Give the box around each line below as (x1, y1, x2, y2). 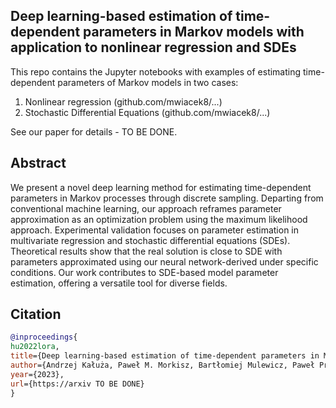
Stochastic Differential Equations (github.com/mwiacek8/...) (24, 106, 271, 118)
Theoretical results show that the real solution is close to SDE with (10, 245, 283, 257)
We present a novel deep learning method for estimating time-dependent (10, 181, 312, 193)
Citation (10, 306, 62, 323)
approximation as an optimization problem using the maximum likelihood (10, 213, 308, 225)
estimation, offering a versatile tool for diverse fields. (10, 277, 228, 289)
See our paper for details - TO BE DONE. (10, 125, 178, 138)
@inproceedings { (10, 332, 78, 343)
